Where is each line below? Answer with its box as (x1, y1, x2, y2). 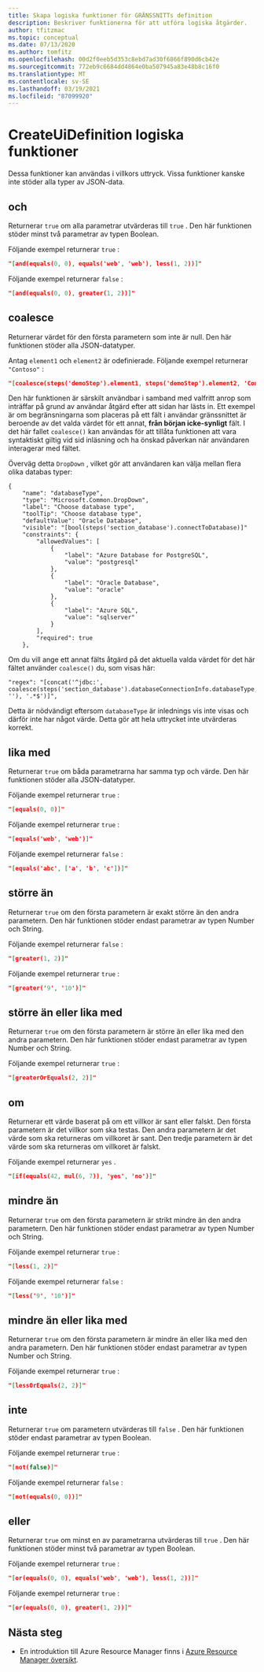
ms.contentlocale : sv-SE (8, 77, 90, 85)
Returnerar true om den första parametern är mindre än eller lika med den (8, 1335, 247, 1344)
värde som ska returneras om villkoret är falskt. (8, 1142, 161, 1151)
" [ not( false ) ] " (8, 1463, 58, 1471)
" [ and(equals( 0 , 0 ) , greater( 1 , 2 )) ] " (8, 289, 135, 297)
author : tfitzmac (8, 26, 65, 34)
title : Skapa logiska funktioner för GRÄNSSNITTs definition (8, 11, 213, 20)
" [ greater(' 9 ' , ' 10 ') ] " (8, 984, 86, 992)
